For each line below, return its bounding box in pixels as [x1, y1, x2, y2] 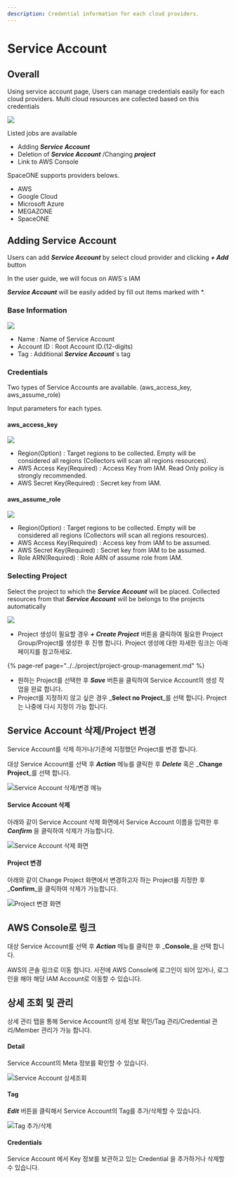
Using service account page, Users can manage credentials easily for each [7, 87, 225, 96]
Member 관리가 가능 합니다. [15, 1026, 92, 1034]
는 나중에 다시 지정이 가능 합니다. [17, 702, 107, 710]
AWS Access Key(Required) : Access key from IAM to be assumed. [17, 539, 211, 547]
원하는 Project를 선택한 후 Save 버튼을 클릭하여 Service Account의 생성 [17, 676, 217, 684]
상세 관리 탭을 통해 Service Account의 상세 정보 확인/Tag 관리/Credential [7, 1016, 211, 1026]
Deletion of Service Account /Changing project [17, 150, 156, 158]
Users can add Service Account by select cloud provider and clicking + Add [7, 254, 229, 262]
